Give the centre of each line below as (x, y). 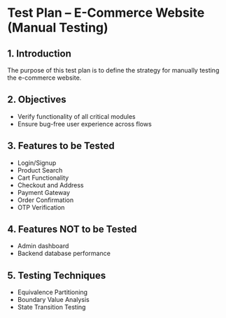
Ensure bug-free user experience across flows (84, 124)
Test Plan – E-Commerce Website (106, 13)
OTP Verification (41, 207)
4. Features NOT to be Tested (72, 230)
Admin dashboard (43, 246)
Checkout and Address (50, 185)
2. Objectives (37, 100)
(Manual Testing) (58, 28)
